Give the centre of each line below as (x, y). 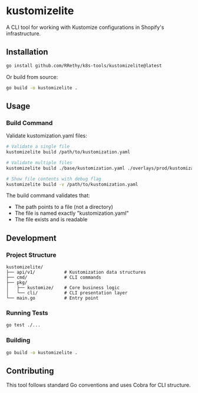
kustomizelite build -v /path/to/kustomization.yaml (72, 184)
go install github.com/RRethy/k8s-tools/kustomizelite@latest (84, 65)
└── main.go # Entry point (52, 298)
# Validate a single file (38, 147)
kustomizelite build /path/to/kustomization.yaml (68, 152)
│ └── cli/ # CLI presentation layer (67, 293)
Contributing (30, 371)
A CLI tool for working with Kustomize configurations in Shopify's (85, 27)
